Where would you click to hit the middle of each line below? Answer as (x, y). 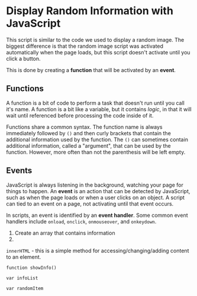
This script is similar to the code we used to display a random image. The (95, 40)
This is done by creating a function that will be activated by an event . (91, 70)
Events (19, 170)
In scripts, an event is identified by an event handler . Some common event (97, 215)
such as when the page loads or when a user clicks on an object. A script (96, 197)
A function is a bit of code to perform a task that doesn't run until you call (95, 103)
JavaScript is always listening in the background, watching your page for (95, 185)
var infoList (22, 278)
